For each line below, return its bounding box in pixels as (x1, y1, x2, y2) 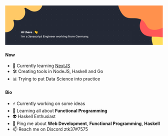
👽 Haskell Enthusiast (12, 113, 56, 119)
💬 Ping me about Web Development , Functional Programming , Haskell (12, 120, 160, 126)
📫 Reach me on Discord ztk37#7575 (12, 126, 88, 132)
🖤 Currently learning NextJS (12, 63, 70, 69)
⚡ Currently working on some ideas (12, 100, 85, 106)
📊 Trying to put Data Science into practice (12, 76, 100, 82)
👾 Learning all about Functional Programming (12, 108, 107, 114)
